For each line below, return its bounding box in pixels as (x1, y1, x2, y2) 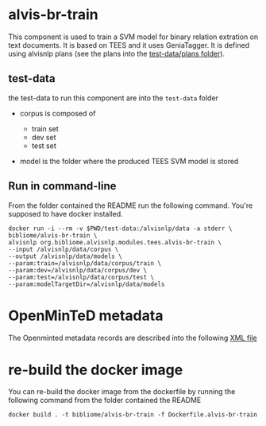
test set (31, 141, 57, 150)
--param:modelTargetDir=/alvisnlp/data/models (8, 280, 165, 288)
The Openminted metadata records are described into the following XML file (8, 333, 257, 342)
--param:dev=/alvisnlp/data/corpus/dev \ (8, 266, 148, 274)
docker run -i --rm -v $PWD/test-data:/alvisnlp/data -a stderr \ (8, 225, 233, 233)
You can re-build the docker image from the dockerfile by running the (8, 387, 236, 397)
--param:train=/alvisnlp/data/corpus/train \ (8, 259, 161, 268)
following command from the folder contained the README (8, 396, 202, 405)
